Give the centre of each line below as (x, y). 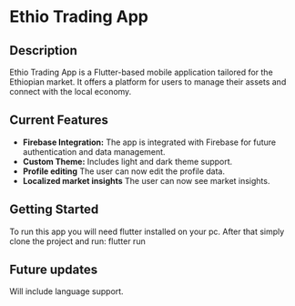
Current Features (59, 120)
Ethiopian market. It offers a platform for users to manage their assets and (148, 82)
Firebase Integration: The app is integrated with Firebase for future (149, 142)
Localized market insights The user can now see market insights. (146, 180)
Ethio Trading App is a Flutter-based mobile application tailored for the (141, 72)
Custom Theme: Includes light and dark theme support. (127, 161)
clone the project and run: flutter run (77, 241)
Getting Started (54, 210)
